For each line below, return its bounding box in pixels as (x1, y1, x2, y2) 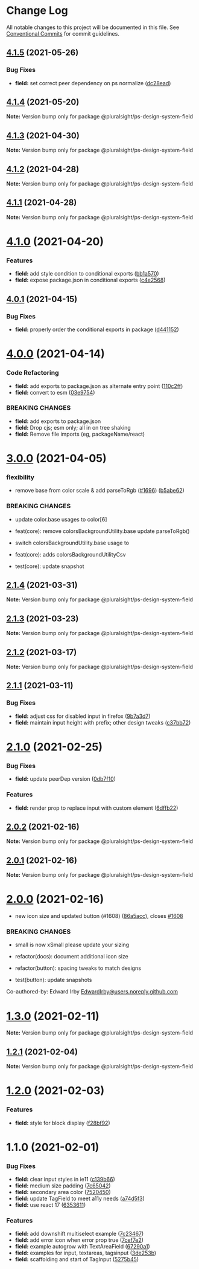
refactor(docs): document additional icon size (14, 953, 128, 960)
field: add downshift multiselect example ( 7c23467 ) (14, 1230, 144, 1238)
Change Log (6, 4, 68, 18)
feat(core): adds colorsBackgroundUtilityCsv (14, 551, 126, 558)
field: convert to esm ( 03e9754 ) (14, 389, 95, 396)
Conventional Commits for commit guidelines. (6, 30, 119, 37)
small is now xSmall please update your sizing (14, 941, 130, 949)
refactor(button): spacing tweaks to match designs (14, 964, 142, 972)
